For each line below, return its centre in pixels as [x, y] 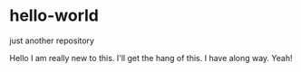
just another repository [52, 40]
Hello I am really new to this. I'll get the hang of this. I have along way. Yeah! [151, 58]
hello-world [54, 16]
